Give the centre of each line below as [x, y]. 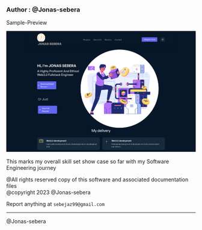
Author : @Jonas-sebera [43, 10]
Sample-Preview [27, 23]
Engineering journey [31, 168]
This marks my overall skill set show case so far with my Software [88, 161]
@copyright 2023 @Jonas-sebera [49, 193]
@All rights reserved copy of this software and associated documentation [97, 179]
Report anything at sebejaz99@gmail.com [56, 204]
